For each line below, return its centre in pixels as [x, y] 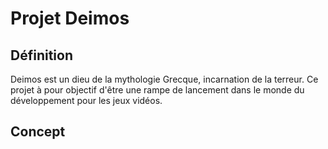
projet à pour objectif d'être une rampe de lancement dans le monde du [157, 90]
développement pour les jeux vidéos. [86, 100]
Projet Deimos [70, 18]
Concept [38, 132]
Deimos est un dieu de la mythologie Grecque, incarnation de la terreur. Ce [164, 79]
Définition [41, 55]
